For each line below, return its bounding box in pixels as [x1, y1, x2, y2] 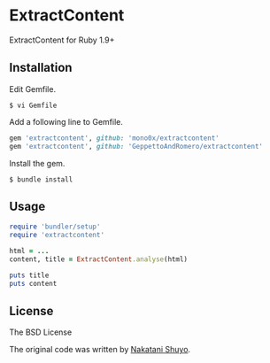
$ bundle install [9, 174, 73, 184]
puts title [9, 271, 50, 280]
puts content [9, 279, 58, 288]
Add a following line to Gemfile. [9, 116, 124, 127]
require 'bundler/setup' [9, 222, 101, 231]
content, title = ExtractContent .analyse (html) [9, 254, 189, 264]
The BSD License [9, 327, 73, 337]
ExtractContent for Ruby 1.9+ [9, 35, 115, 45]
